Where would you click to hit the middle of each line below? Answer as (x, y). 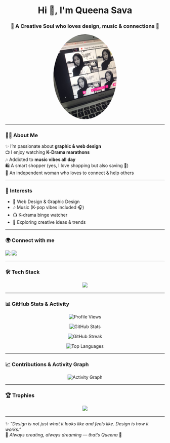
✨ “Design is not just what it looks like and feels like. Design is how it (77, 424)
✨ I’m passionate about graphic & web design (53, 146)
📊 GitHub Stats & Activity (37, 304)
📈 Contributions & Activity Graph (47, 364)
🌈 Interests (19, 190)
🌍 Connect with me (30, 240)
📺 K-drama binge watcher (40, 215)
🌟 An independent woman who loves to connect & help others (70, 173)
